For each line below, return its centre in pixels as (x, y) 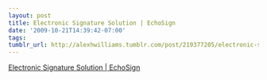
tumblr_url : (28, 45)
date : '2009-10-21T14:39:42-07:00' (67, 30)
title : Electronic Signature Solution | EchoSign (92, 23)
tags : (17, 38)
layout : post (30, 15)
